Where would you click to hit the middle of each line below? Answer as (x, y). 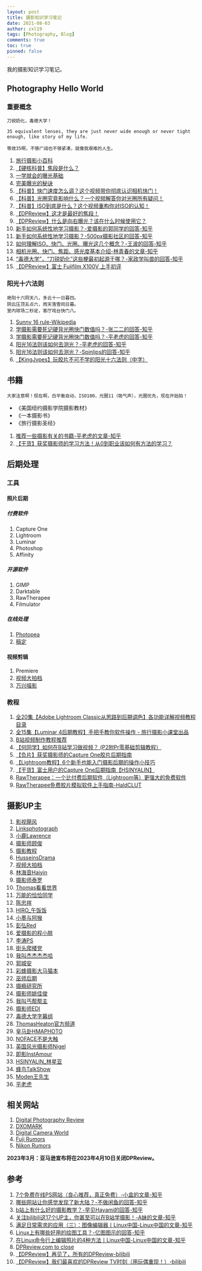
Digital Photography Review (50, 1120)
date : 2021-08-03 (29, 23)
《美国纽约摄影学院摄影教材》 (52, 408)
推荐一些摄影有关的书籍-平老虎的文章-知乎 (68, 436)
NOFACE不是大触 (37, 1039)
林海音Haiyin (31, 872)
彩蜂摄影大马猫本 (37, 970)
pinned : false (25, 51)
